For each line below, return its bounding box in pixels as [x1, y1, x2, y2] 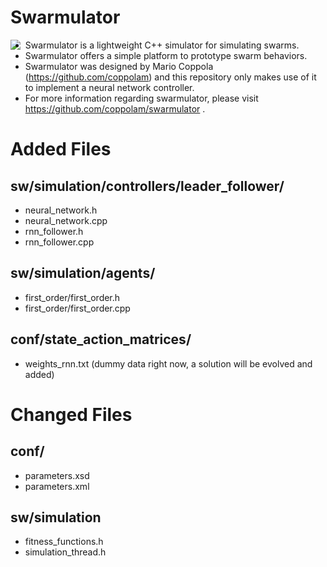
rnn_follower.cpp [24, 236, 95, 248]
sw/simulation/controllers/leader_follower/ [10, 177, 285, 195]
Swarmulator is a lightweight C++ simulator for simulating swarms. [24, 39, 300, 51]
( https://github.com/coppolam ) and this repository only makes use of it [24, 71, 317, 83]
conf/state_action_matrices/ [10, 331, 192, 348]
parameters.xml [24, 480, 90, 492]
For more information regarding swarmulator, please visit [24, 92, 259, 104]
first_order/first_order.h [24, 291, 121, 303]
